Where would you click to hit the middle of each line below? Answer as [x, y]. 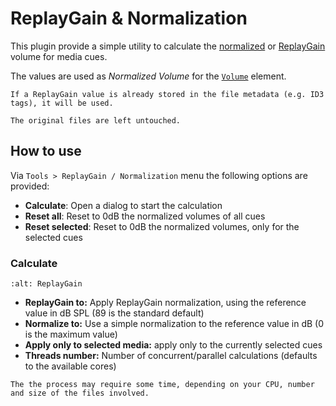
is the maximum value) [71, 334]
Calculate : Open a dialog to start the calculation [123, 205]
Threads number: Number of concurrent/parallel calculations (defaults [171, 356]
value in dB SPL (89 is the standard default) [114, 313]
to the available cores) [70, 366]
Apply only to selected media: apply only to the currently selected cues [173, 345]
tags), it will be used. [62, 103]
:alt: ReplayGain [46, 284]
